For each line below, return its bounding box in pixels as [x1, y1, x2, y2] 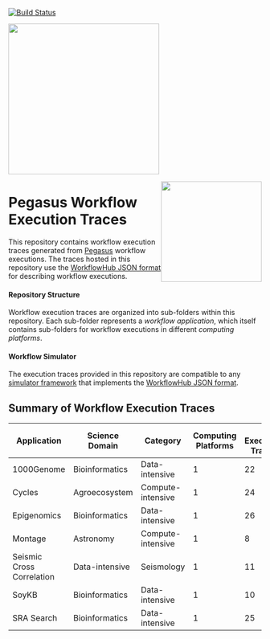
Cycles [12, 487, 39, 498]
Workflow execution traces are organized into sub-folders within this [8, 308, 235, 317]
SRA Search [12, 612, 58, 624]
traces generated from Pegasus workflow [8, 245, 146, 255]
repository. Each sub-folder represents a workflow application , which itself [8, 316, 256, 326]
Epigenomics [12, 510, 62, 522]
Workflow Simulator [8, 351, 77, 361]
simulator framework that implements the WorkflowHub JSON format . [8, 378, 239, 387]
